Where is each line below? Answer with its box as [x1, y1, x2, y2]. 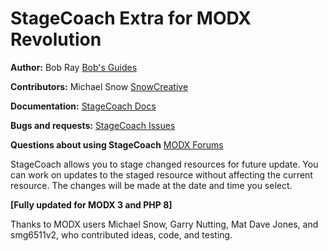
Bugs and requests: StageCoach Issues [10, 119, 176, 131]
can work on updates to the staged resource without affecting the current [10, 168, 313, 181]
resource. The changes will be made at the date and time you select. [10, 179, 293, 191]
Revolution [10, 28, 102, 51]
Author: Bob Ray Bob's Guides [10, 61, 138, 73]
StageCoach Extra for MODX [10, 7, 252, 30]
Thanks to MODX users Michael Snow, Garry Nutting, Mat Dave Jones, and [10, 218, 319, 230]
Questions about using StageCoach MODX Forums [10, 138, 224, 151]
